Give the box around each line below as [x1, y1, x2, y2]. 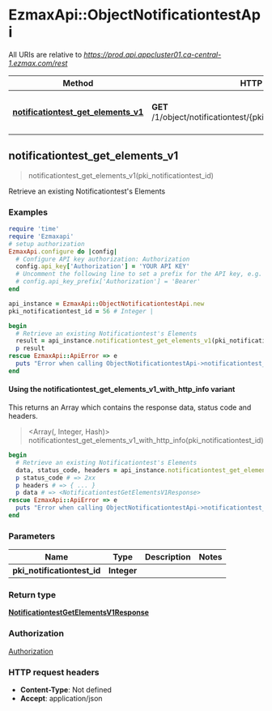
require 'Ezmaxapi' [8, 232, 74, 241]
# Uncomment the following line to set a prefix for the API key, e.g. [15, 270, 263, 279]
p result [15, 344, 45, 353]
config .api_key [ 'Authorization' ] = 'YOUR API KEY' [15, 262, 190, 270]
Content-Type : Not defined [19, 685, 112, 695]
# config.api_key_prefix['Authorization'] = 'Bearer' [15, 278, 201, 286]
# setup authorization [8, 240, 85, 248]
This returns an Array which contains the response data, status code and [8, 402, 252, 412]
